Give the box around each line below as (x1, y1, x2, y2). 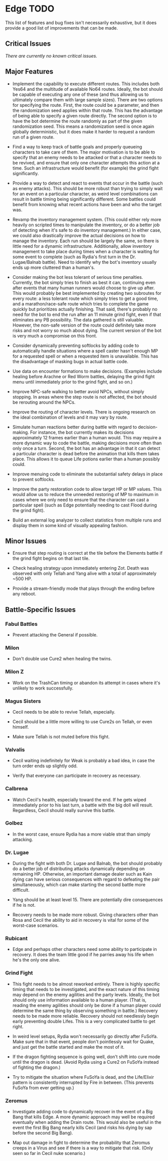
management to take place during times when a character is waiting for (12, 248, 159, 254)
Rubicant (5, 935, 28, 942)
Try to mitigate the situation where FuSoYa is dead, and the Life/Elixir (12, 1074, 154, 1080)
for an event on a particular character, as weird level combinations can (12, 191, 157, 197)
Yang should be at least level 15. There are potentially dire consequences (12, 897, 163, 903)
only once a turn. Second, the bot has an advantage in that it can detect (12, 445, 160, 451)
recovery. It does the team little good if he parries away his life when (12, 951, 154, 958)
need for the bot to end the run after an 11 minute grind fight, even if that (12, 311, 161, 317)
